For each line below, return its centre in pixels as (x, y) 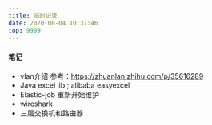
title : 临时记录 (33, 16)
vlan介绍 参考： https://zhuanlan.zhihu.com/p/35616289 (112, 76)
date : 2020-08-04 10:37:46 (53, 23)
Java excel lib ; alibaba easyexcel (75, 85)
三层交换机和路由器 (52, 113)
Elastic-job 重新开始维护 (60, 94)
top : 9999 (25, 30)
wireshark (36, 104)
